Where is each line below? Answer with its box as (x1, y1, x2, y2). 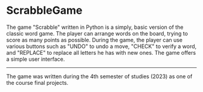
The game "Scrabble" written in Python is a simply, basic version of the (6, 23, 184, 31)
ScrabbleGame (6, 4, 83, 17)
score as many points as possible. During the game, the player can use (6, 36, 183, 43)
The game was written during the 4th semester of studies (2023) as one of (6, 73, 193, 80)
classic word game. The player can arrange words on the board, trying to (6, 29, 188, 37)
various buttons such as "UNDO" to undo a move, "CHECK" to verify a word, (6, 43, 197, 50)
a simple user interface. (6, 55, 65, 63)
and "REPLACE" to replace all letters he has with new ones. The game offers (6, 49, 196, 56)
